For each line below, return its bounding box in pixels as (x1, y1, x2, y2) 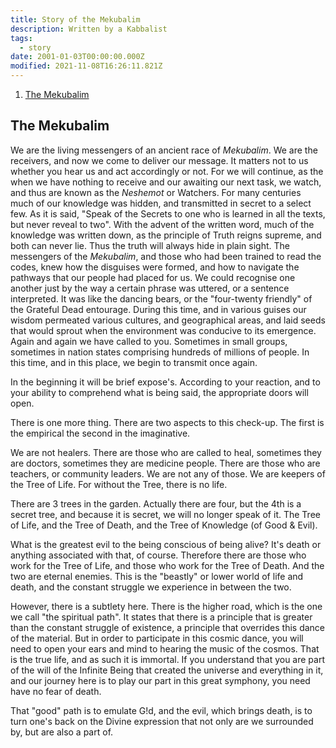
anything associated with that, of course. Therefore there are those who (10, 549, 307, 561)
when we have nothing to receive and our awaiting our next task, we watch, (10, 176, 322, 188)
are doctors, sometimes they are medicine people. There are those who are (10, 457, 321, 469)
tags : (10, 33, 33, 43)
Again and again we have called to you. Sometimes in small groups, (10, 335, 288, 347)
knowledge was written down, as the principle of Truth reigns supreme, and (10, 229, 322, 241)
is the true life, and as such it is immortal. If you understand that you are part (10, 653, 326, 665)
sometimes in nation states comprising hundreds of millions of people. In (10, 346, 310, 358)
